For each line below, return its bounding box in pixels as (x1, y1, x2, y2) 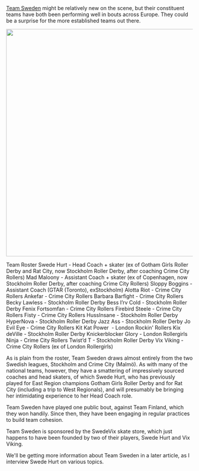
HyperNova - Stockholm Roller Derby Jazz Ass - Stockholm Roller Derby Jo (6, 318, 191, 325)
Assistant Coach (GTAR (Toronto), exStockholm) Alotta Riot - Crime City (6, 286, 182, 293)
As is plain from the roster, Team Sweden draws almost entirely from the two (6, 354, 193, 361)
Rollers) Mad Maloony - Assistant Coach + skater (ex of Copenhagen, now (6, 274, 188, 281)
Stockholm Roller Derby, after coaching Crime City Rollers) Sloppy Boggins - (6, 280, 192, 287)
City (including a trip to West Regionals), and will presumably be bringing (6, 386, 184, 393)
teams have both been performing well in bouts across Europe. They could (6, 11, 188, 18)
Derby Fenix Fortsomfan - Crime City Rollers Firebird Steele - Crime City (6, 305, 182, 312)
